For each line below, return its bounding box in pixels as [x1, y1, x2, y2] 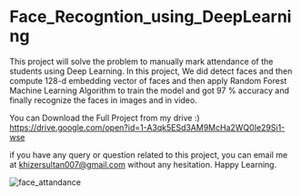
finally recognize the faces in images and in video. [9, 94, 197, 106]
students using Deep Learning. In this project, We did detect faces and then [9, 66, 293, 77]
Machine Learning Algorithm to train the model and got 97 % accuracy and [9, 85, 289, 96]
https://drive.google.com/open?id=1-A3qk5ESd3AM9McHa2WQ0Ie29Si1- [9, 121, 286, 133]
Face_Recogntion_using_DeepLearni [9, 6, 292, 27]
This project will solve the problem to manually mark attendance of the [9, 56, 274, 67]
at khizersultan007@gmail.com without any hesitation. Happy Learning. [9, 159, 277, 170]
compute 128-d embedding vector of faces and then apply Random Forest [9, 75, 287, 86]
